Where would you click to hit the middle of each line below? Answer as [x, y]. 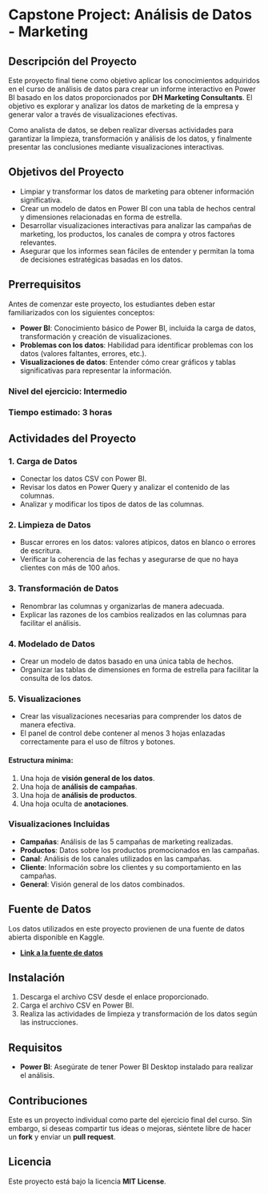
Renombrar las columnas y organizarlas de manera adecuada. [122, 606]
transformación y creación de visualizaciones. [96, 336]
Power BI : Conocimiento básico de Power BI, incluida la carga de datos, [138, 328]
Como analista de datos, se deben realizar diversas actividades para [121, 130]
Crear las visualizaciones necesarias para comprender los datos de [131, 716]
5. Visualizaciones [45, 699]
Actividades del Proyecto [72, 438]
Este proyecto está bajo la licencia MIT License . [87, 1181]
